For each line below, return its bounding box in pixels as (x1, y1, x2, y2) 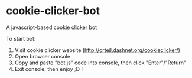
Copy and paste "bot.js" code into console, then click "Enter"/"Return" (14, 59, 187, 66)
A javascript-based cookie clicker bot (6, 24, 97, 31)
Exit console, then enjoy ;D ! (14, 65, 83, 72)
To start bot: (6, 35, 36, 42)
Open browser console (14, 53, 71, 60)
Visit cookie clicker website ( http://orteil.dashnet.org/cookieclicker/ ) (14, 46, 180, 54)
